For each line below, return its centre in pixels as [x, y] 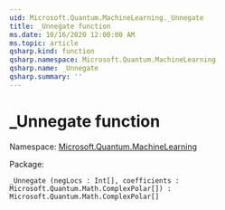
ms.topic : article [44, 43]
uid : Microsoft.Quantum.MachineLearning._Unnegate [107, 18]
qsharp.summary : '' [46, 77]
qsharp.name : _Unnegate [54, 69]
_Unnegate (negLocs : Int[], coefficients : [94, 181]
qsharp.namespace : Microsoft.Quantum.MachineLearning [113, 60]
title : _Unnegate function [60, 26]
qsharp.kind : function [52, 52]
